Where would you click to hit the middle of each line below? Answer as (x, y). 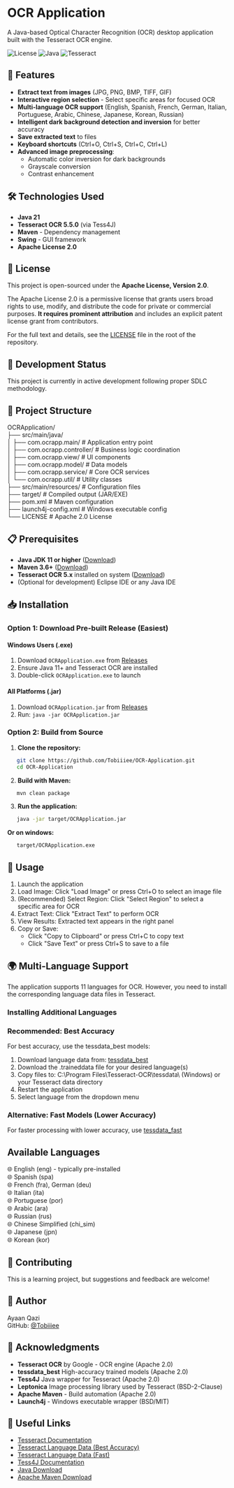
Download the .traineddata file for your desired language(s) (103, 1067)
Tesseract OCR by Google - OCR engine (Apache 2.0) (95, 1364)
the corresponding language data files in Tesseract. (81, 994)
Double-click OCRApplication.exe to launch (79, 675)
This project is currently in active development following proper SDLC (107, 381)
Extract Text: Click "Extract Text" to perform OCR (88, 914)
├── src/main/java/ (35, 435)
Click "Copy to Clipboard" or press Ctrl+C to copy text (106, 936)
